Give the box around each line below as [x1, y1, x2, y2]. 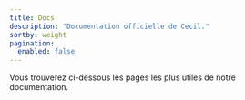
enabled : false [17, 47, 76, 56]
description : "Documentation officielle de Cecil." [9, 22, 209, 31]
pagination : [9, 38, 55, 48]
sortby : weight [9, 30, 67, 39]
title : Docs [9, 13, 55, 23]
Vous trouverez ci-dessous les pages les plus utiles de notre [9, 72, 237, 83]
